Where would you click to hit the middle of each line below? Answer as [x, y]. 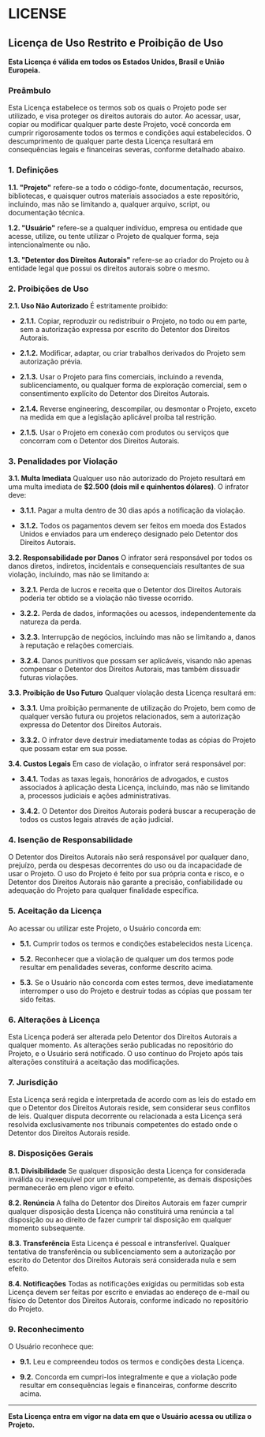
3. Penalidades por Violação [63, 461]
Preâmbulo [30, 90]
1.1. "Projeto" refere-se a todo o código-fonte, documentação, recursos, [126, 187]
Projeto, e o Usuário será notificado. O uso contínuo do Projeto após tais [126, 1054]
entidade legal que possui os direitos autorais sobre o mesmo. [109, 268]
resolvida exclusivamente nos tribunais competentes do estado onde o [123, 1125]
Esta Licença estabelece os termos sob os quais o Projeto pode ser [118, 108]
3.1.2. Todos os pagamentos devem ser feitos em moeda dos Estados [133, 526]
